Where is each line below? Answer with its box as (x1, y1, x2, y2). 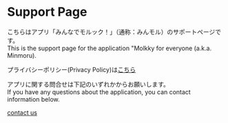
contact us (7, 108, 38, 117)
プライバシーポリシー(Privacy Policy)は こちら (7, 65, 136, 74)
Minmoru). (7, 51, 37, 59)
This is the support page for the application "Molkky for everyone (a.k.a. (7, 44, 212, 52)
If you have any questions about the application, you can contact (7, 87, 191, 96)
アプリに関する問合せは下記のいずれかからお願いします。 (7, 80, 170, 88)
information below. (7, 95, 60, 103)
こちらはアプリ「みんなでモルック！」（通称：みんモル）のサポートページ (7, 27, 216, 36)
